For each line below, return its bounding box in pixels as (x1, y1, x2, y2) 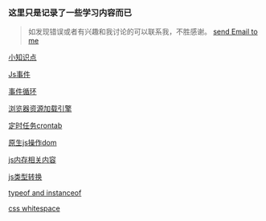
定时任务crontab (8, 121, 63, 130)
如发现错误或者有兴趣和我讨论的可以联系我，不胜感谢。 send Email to (27, 27, 259, 37)
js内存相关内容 (8, 155, 56, 165)
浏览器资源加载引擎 (8, 104, 72, 113)
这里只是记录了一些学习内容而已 (8, 6, 133, 18)
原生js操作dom (8, 138, 58, 148)
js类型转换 (8, 172, 43, 182)
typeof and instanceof (8, 188, 82, 198)
